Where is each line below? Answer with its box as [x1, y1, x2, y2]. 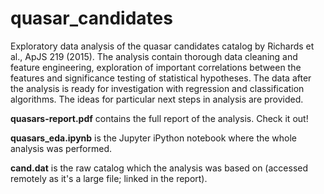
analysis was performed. [10, 142, 112, 154]
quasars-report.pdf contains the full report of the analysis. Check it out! [10, 112, 309, 124]
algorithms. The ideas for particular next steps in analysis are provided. [10, 93, 304, 105]
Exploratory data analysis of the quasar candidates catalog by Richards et [10, 40, 315, 52]
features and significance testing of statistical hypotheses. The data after [10, 72, 312, 84]
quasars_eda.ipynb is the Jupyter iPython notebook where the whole [10, 132, 298, 144]
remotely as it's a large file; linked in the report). [10, 172, 208, 184]
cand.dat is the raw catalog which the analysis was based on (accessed [10, 162, 309, 174]
